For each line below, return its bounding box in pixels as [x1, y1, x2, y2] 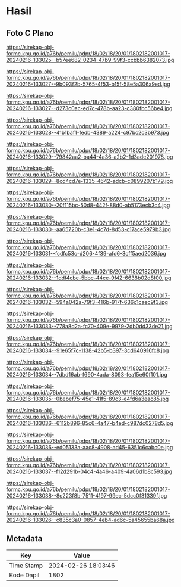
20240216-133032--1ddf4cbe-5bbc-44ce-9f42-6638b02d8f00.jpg [6, 274, 172, 281]
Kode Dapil [9, 571, 40, 579]
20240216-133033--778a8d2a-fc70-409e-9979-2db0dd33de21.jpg [6, 323, 173, 330]
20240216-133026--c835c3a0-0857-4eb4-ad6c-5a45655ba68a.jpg [6, 517, 175, 523]
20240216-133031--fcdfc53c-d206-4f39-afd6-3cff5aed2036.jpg [6, 250, 166, 257]
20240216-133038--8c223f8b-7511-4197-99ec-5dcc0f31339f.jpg [6, 492, 167, 499]
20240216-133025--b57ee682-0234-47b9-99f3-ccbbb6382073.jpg [6, 57, 174, 63]
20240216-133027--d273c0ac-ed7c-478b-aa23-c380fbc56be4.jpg [6, 105, 173, 111]
